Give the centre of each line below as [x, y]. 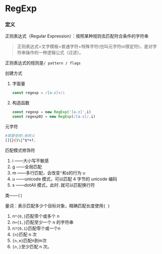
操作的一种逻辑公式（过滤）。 [55, 53]
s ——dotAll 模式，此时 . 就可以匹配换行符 [53, 185]
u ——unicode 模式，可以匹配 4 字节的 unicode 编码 [64, 179]
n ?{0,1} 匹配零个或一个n [36, 228]
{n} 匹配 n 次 [24, 234]
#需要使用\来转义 [20, 136]
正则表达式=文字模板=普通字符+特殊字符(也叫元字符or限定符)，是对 [85, 46]
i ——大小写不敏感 [30, 160]
